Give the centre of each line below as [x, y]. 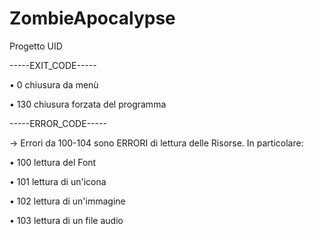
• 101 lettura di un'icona [58, 181]
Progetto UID [36, 46]
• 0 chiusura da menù [54, 84]
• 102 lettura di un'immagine [67, 201]
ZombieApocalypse [92, 18]
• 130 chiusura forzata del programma [88, 104]
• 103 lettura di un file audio [66, 220]
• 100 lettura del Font [53, 162]
